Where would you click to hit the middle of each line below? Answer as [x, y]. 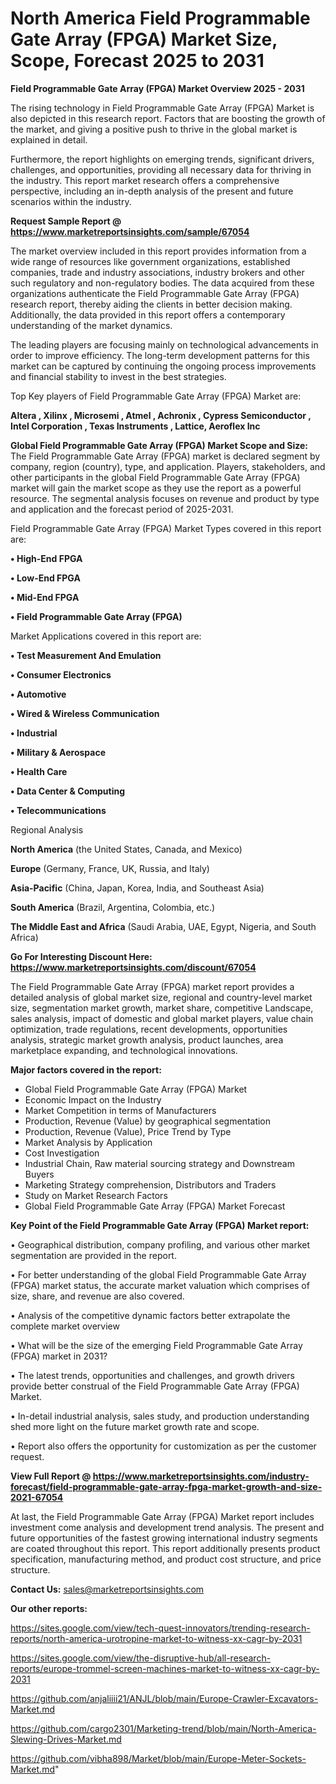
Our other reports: [49, 1608]
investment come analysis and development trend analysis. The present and [167, 1527]
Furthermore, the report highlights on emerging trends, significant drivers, [162, 159]
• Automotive [38, 694]
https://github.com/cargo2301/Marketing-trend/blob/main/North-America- [163, 1728]
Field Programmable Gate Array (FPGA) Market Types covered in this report [166, 528]
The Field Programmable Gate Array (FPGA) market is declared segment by [165, 456]
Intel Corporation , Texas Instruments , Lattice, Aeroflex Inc [135, 426]
